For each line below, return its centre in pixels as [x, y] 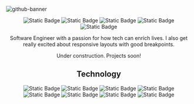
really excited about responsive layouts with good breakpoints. [99, 44]
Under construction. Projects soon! [99, 56]
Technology [99, 74]
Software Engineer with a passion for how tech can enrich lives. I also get [99, 38]
